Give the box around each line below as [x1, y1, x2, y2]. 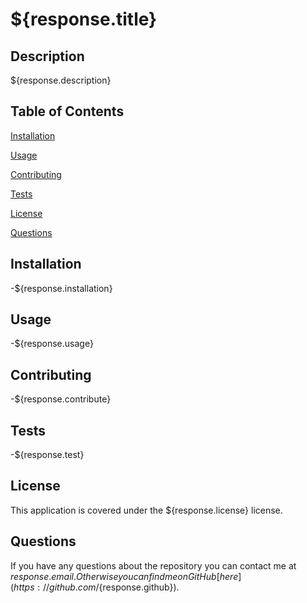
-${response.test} [10, 449, 85, 461]
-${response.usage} [10, 338, 94, 350]
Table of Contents [10, 103, 125, 120]
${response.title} [10, 8, 158, 31]
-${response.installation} [10, 282, 113, 294]
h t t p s [13, 581, 35, 593]
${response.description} [10, 74, 112, 86]
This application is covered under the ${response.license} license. [10, 504, 283, 516]
